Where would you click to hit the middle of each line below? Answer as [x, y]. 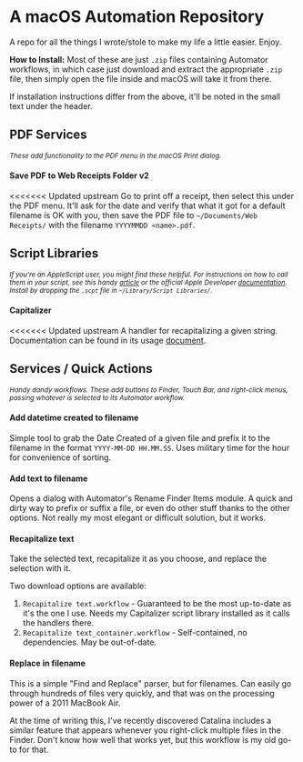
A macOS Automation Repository [137, 17]
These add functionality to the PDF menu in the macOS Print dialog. [116, 155]
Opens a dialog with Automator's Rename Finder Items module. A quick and [151, 498]
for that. [34, 749]
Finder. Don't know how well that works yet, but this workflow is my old [143, 739]
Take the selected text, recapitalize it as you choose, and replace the [138, 559]
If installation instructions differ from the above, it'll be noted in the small [145, 96]
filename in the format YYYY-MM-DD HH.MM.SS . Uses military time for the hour [149, 447]
